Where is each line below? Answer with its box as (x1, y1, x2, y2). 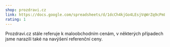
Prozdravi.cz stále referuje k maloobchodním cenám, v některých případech (5, 31, 163, 37)
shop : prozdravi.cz (5, 7, 47, 13)
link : (5, 12, 17, 17)
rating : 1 (5, 17, 26, 22)
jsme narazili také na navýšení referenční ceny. (5, 36, 103, 42)
